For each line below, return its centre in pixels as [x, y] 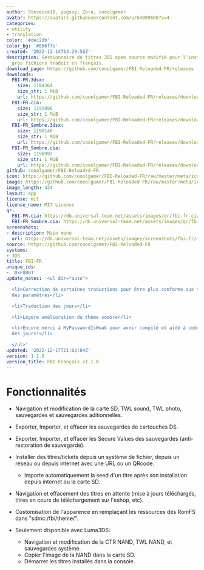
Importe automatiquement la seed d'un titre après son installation [106, 476]
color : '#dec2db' [28, 40]
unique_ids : [21, 267]
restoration [29, 445]
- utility [19, 29]
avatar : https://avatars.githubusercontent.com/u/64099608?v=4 [88, 18]
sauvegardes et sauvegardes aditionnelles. [69, 415]
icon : [13, 176]
